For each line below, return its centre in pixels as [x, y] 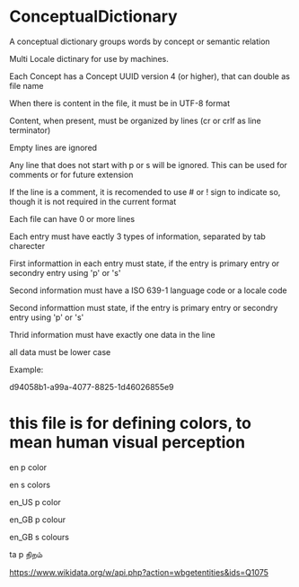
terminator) [30, 130]
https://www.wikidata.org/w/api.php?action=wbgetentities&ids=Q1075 [139, 572]
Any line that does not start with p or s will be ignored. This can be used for [148, 165]
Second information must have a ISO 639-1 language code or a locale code [148, 290]
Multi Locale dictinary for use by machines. [89, 58]
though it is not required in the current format [93, 201]
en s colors [30, 485]
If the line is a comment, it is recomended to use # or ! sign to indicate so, [145, 191]
